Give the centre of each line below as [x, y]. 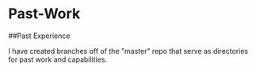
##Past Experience [39, 36]
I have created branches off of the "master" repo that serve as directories [128, 51]
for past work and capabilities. [58, 59]
